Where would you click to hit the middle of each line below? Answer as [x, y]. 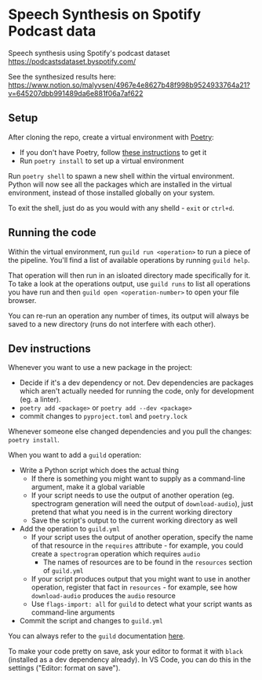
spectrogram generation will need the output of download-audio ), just [142, 504]
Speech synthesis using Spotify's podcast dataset [89, 53]
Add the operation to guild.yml [69, 529]
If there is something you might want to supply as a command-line [138, 479]
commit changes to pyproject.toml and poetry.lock [104, 416]
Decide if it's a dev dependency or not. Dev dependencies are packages [136, 382]
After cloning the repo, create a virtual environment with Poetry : [111, 137]
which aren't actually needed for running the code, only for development [137, 391]
